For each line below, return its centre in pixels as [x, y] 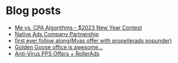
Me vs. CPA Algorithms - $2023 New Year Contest [78, 28]
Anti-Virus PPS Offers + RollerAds [57, 53]
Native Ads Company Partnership [57, 34]
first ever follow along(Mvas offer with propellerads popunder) [93, 40]
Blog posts [33, 11]
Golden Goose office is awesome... [59, 47]
